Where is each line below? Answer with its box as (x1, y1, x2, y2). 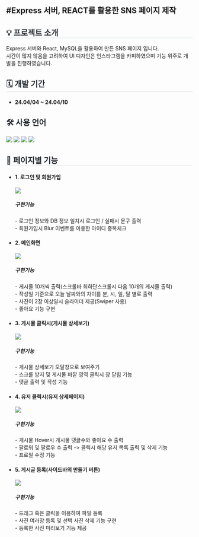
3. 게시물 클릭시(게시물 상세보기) (14, 320, 90, 327)
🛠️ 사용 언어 (6, 117, 46, 128)
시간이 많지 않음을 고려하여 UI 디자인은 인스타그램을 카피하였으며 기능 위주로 (6, 52, 182, 59)
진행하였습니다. (17, 60, 52, 67)
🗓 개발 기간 (6, 79, 46, 89)
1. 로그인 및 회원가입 (14, 173, 61, 180)
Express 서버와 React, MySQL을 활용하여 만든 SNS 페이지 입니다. (6, 45, 159, 52)
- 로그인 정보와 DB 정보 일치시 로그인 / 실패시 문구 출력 (14, 217, 142, 224)
